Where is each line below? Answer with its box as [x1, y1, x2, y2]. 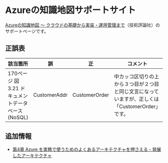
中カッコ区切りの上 [114, 73, 159, 80]
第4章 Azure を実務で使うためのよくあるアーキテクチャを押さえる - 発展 [12, 146, 161, 152]
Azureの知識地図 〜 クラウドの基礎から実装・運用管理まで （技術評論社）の [5, 22, 160, 28]
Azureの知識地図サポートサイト [5, 4, 136, 16]
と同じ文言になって [114, 88, 159, 95]
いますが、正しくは [114, 95, 159, 102]
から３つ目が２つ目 [114, 80, 159, 87]
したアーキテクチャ [12, 153, 52, 159]
